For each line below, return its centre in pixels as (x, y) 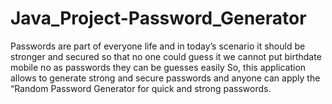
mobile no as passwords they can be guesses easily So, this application (158, 67)
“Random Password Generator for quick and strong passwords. (141, 88)
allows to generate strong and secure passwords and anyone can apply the (165, 78)
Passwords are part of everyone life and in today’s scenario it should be (158, 46)
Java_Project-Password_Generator (158, 18)
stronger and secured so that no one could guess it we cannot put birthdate (166, 56)
